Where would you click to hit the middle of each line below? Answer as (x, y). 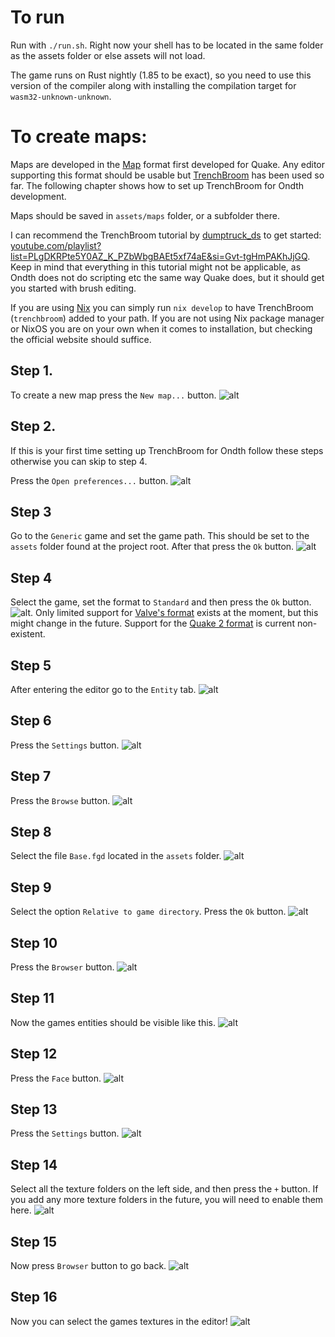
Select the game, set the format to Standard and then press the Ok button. (161, 602)
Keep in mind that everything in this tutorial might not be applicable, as (156, 267)
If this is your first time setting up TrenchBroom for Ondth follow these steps (167, 450)
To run (37, 17)
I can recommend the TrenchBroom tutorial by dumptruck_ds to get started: (166, 235)
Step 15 (34, 1241)
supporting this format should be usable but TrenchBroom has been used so (167, 175)
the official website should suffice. (81, 339)
